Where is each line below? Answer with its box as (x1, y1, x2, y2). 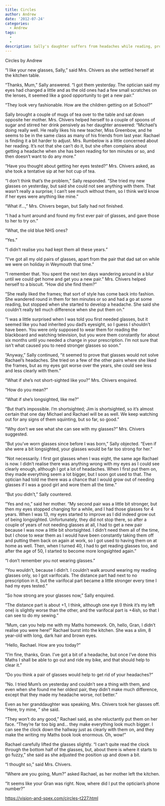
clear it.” (5, 662, 22, 668)
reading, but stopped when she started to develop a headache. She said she (5, 301, 160, 307)
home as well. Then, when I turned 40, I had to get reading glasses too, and (5, 543, 158, 549)
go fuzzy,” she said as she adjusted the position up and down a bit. (5, 752, 141, 758)
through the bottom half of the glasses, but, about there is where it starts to (5, 746, 158, 752)
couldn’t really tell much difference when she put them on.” (5, 306, 125, 312)
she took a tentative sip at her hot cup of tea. (5, 168, 96, 174)
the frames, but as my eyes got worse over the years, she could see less (5, 362, 152, 368)
